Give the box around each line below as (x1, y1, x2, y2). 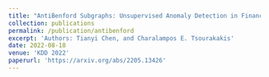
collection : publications (8, 19, 94, 27)
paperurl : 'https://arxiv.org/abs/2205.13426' (8, 57, 167, 65)
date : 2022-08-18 (8, 42, 66, 50)
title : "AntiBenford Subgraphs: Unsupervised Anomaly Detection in (8, 11, 239, 20)
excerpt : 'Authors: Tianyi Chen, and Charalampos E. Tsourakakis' (8, 34, 235, 43)
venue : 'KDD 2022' (8, 49, 70, 57)
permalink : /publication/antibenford (8, 26, 134, 34)
